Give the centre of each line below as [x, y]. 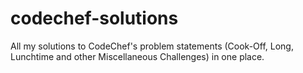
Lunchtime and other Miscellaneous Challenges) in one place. [137, 56]
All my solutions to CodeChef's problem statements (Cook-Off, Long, [152, 46]
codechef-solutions [94, 18]
